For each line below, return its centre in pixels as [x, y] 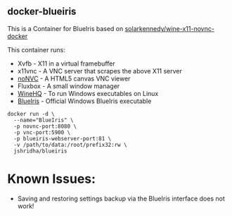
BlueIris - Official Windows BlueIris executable [84, 101]
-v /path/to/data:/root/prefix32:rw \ [71, 145]
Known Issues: [52, 179]
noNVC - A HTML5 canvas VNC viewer [74, 78]
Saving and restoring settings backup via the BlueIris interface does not [121, 198]
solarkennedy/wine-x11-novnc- [169, 28]
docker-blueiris [42, 12]
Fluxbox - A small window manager [69, 86]
